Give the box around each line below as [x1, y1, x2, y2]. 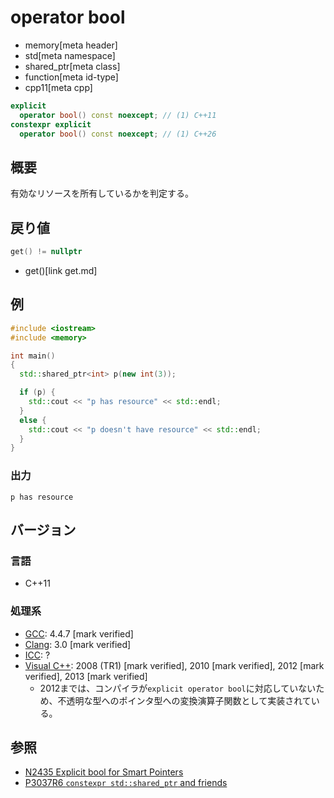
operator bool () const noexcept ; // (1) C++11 [19, 110, 217, 120]
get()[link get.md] [24, 264, 98, 276]
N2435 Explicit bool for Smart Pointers [24, 766, 184, 778]
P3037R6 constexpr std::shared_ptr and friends [24, 777, 228, 789]
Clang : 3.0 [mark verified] [24, 638, 132, 650]
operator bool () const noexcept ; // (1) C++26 [19, 129, 217, 139]
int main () [10, 351, 56, 361]
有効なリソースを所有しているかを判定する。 [10, 187, 194, 200]
